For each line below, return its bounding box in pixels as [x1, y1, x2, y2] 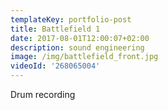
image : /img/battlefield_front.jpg [10, 52, 159, 62]
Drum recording [10, 89, 76, 100]
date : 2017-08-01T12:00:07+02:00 [10, 33, 150, 43]
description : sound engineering [10, 42, 145, 53]
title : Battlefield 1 [10, 24, 101, 34]
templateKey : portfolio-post [10, 14, 132, 25]
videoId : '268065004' [10, 61, 101, 71]
